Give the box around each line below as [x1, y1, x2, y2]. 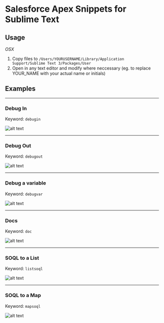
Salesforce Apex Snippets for [5, 3, 127, 15]
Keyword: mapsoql [5, 303, 41, 309]
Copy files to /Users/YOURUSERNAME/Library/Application [12, 56, 124, 62]
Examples [5, 85, 36, 93]
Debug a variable [5, 180, 46, 186]
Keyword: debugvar [5, 191, 43, 197]
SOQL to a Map [5, 292, 41, 299]
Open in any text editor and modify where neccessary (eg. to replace [12, 65, 151, 71]
